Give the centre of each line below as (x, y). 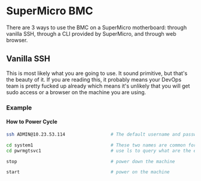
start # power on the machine (88, 172)
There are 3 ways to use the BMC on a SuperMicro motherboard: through (97, 27)
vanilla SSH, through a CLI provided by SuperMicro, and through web (91, 33)
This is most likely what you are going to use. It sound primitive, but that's (97, 73)
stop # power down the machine (91, 161)
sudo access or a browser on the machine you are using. (76, 92)
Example (19, 107)
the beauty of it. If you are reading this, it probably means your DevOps (94, 79)
